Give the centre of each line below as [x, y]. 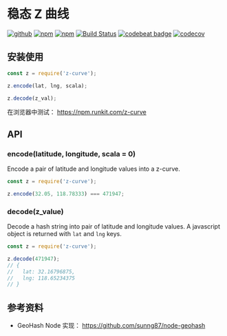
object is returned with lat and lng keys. [64, 234]
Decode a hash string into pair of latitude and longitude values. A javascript [114, 227]
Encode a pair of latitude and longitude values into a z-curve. [94, 169]
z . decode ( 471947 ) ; [33, 259]
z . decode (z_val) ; [32, 98]
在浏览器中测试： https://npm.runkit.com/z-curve [77, 112]
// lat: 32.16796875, [41, 272]
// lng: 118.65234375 [41, 278]
